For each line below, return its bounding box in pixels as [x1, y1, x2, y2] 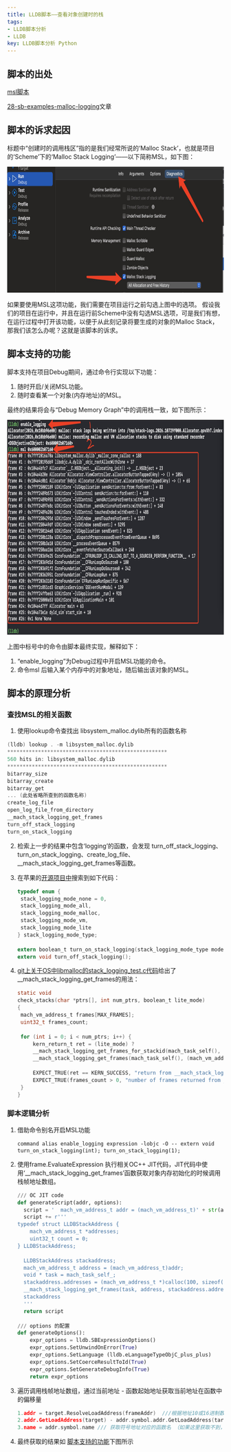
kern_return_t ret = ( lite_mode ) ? [32, 1040, 135, 1048]
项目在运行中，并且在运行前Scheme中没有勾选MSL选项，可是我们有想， [19, 309, 224, 317]
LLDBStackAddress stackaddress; [23, 1257, 116, 1264]
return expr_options [30, 1373, 89, 1380]
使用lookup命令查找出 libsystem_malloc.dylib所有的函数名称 [16, 727, 187, 735]
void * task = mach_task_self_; [23, 1272, 116, 1279]
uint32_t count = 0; [30, 1235, 89, 1242]
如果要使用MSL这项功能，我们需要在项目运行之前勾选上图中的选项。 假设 [7, 300, 214, 309]
